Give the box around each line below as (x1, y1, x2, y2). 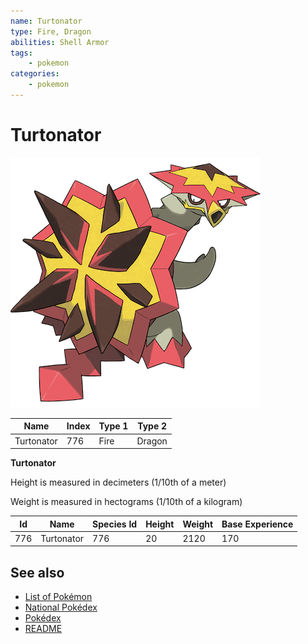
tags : (10, 48, 33, 58)
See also (10, 564, 65, 581)
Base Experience (221, 518, 294, 530)
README (24, 623, 63, 635)
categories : (10, 69, 60, 79)
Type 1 (98, 420, 129, 432)
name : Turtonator (10, 16, 83, 26)
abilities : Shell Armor (10, 37, 110, 47)
